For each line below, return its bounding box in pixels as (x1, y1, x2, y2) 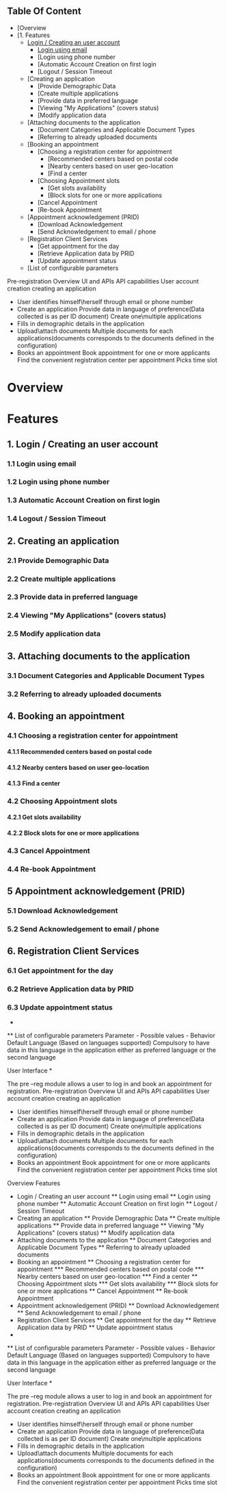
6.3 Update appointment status (7, 1003, 113, 1012)
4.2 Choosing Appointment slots (7, 796, 118, 805)
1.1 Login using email (7, 459, 77, 468)
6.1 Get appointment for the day (7, 966, 114, 975)
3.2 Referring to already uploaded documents (7, 689, 162, 699)
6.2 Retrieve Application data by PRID (7, 984, 135, 994)
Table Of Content (7, 5, 81, 17)
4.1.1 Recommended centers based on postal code (7, 748, 152, 756)
